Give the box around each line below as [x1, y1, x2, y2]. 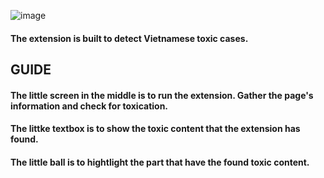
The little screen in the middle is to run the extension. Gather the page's [10, 89, 314, 101]
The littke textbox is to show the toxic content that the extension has [10, 123, 301, 135]
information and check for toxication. [10, 100, 169, 112]
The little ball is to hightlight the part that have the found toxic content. [10, 156, 310, 168]
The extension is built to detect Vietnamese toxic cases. [10, 32, 249, 44]
